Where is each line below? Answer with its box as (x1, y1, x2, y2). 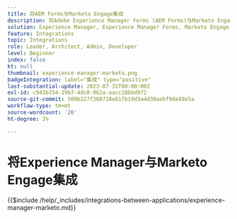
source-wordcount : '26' (7, 109, 78, 116)
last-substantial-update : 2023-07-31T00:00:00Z (7, 83, 151, 90)
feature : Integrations (7, 30, 74, 37)
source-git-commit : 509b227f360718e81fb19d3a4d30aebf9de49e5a (7, 96, 195, 103)
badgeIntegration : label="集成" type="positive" (7, 76, 151, 83)
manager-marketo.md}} (7, 203, 76, 212)
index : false (7, 57, 46, 64)
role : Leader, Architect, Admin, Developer (7, 43, 138, 50)
